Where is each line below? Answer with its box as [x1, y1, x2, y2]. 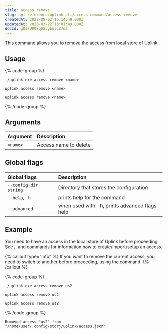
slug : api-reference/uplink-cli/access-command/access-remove [5, 12, 137, 17]
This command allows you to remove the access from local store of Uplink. [5, 40, 159, 46]
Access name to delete [37, 141, 91, 148]
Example [5, 225, 33, 234]
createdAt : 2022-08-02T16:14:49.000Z [5, 17, 84, 22]
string [7, 187, 23, 193]
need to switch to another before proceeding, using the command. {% [5, 259, 149, 265]
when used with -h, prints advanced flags [58, 202, 157, 209]
